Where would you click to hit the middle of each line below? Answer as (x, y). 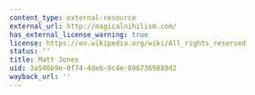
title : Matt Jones (44, 60)
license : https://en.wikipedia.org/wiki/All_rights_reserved (128, 43)
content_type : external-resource (73, 18)
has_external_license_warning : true (79, 34)
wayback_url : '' (40, 77)
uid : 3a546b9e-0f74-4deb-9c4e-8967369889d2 (93, 69)
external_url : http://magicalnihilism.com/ (93, 26)
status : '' (30, 52)
